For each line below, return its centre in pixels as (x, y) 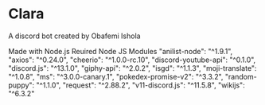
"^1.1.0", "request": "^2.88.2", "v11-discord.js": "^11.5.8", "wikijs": (140, 85)
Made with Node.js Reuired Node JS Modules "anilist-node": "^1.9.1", (121, 51)
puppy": (21, 85)
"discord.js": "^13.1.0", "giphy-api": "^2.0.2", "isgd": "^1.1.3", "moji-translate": (132, 68)
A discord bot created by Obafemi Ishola (74, 36)
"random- (241, 76)
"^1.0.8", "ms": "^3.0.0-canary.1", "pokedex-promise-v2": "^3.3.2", (116, 76)
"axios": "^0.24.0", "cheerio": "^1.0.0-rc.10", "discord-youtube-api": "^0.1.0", (132, 60)
